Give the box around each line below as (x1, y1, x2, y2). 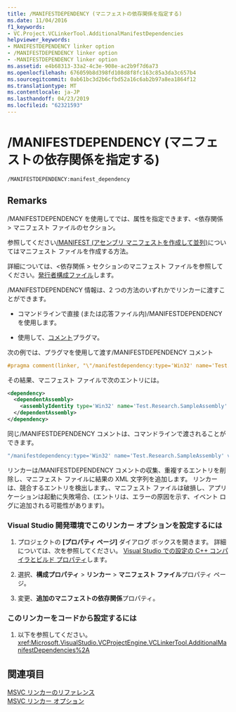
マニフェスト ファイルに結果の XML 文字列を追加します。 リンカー (25, 474, 218, 483)
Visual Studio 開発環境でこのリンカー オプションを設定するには (7, 520, 223, 530)
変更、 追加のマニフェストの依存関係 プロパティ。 (17, 594, 159, 602)
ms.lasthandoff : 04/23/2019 (7, 96, 90, 103)
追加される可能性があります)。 (19, 501, 109, 509)
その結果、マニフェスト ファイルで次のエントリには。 (7, 376, 163, 384)
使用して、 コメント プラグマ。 (17, 333, 104, 341)
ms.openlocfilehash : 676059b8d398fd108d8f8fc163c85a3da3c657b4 (7, 69, 197, 76)
